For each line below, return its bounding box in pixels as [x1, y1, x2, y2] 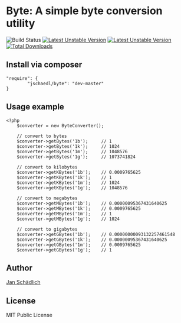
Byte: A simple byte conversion [6, 4, 163, 18]
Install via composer [6, 60, 83, 70]
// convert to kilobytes [17, 164, 78, 170]
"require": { [6, 75, 38, 81]
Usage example [6, 102, 65, 112]
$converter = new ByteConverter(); [17, 122, 104, 128]
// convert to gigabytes [17, 226, 78, 232]
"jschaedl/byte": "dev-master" [27, 80, 104, 86]
